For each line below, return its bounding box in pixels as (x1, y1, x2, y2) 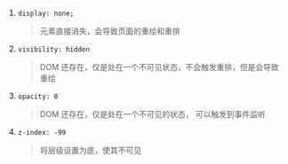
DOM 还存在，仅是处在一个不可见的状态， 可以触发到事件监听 (39, 109, 266, 119)
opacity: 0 (17, 92, 59, 101)
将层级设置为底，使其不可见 (39, 145, 142, 155)
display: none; (17, 9, 75, 18)
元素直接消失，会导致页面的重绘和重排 (39, 26, 180, 36)
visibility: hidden (17, 45, 91, 54)
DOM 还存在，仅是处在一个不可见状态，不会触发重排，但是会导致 (39, 62, 279, 72)
